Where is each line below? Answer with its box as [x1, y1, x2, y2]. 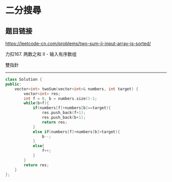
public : [5, 81, 22, 87]
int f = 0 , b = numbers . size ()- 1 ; [24, 96, 97, 101]
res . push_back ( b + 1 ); [41, 115, 86, 120]
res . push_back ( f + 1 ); [41, 110, 86, 116]
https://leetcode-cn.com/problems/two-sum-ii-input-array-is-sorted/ [5, 40, 151, 47]
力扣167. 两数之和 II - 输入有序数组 [5, 51, 77, 57]
